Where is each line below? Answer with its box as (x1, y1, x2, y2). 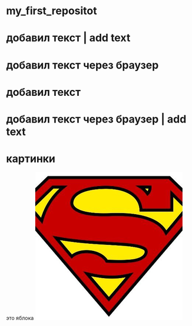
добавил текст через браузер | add (6, 112, 187, 125)
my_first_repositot (6, 4, 97, 18)
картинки (6, 152, 56, 166)
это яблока (6, 314, 34, 321)
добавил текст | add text (6, 31, 131, 45)
